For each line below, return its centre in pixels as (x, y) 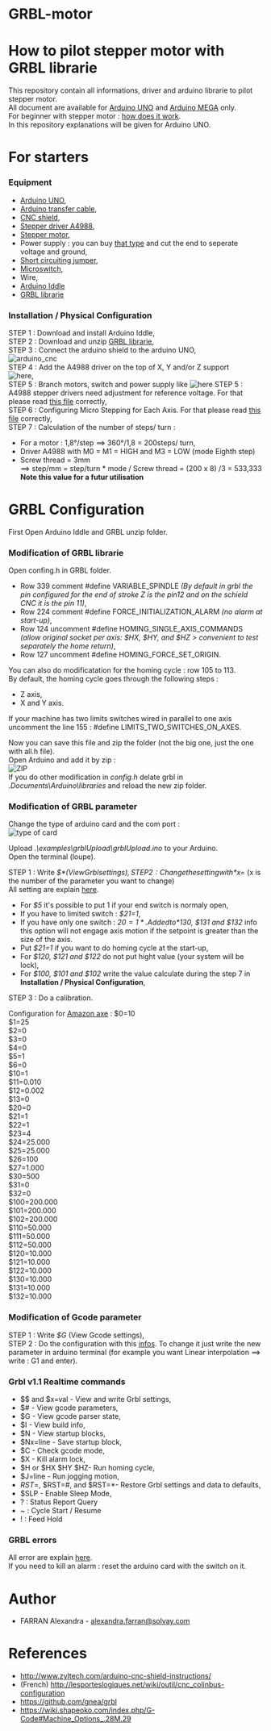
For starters (48, 157)
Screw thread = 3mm (55, 460)
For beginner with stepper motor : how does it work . (95, 116)
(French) (34, 1685)
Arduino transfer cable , (58, 209)
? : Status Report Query (59, 1502)
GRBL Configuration (77, 510)
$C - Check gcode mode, (62, 1451)
